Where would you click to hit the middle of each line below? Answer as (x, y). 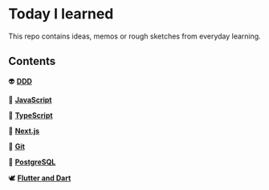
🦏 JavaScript (30, 99)
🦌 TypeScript (31, 115)
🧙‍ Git (17, 146)
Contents (32, 61)
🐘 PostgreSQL (32, 162)
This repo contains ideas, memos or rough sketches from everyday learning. (134, 36)
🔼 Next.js (24, 131)
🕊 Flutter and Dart (40, 178)
